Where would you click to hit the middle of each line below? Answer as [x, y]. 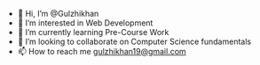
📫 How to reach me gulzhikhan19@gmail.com [102, 51]
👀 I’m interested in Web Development [85, 23]
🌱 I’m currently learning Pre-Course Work [93, 32]
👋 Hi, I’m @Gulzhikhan [58, 14]
